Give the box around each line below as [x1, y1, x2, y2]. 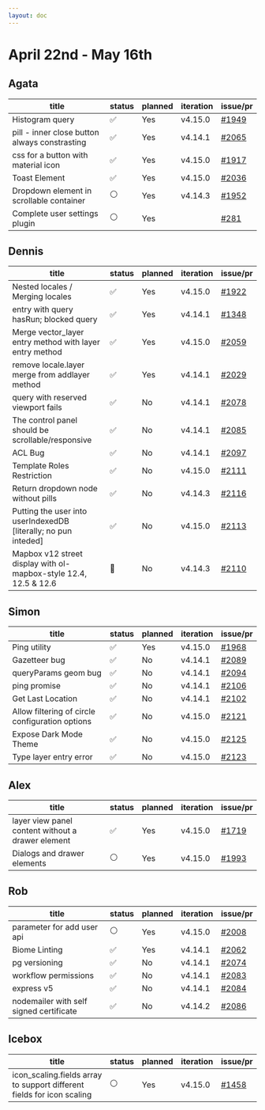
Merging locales [12, 291, 73, 302]
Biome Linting [12, 944, 63, 955]
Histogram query [12, 114, 75, 125]
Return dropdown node [12, 483, 99, 494]
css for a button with [12, 150, 88, 161]
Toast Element [12, 172, 65, 183]
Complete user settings [12, 207, 99, 218]
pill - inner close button [12, 127, 100, 138]
